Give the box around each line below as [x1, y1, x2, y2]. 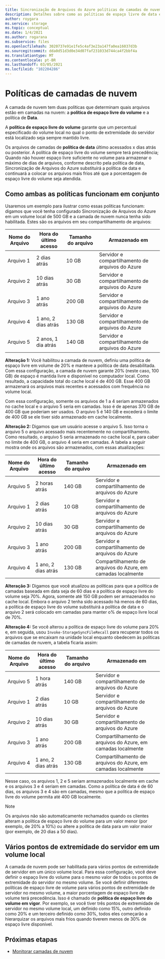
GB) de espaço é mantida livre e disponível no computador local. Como [5, 373, 149, 379]
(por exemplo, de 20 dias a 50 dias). [5, 828, 79, 834]
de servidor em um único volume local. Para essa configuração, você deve [5, 869, 156, 875]
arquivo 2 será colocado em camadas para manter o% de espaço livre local [5, 609, 158, 615]
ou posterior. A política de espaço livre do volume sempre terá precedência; [5, 149, 159, 155]
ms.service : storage [5, 21, 48, 26]
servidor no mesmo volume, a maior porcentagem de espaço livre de [5, 890, 145, 895]
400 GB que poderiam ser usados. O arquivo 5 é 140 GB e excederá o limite [5, 408, 159, 414]
